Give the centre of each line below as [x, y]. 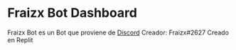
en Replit [20, 39]
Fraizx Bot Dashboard [72, 13]
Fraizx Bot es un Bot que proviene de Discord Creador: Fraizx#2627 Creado [118, 32]
